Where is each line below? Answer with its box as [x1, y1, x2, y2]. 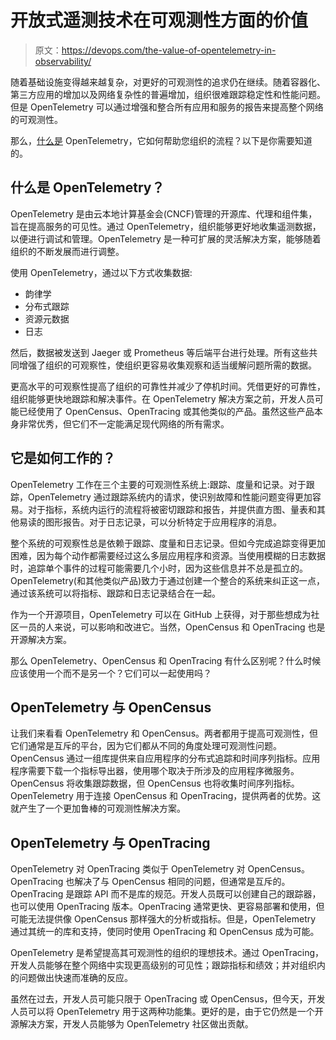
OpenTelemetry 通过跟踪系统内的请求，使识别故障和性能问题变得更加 [27, 491, 313, 503]
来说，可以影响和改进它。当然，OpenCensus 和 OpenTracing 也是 [53, 621, 326, 633]
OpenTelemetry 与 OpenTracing [10, 834, 211, 851]
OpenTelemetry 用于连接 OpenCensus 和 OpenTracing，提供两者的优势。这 [10, 790, 322, 802]
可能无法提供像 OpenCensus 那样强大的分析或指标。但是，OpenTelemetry [10, 913, 317, 925]
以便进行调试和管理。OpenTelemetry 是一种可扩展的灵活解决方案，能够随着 [10, 232, 322, 245]
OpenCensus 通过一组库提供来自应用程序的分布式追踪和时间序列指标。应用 [10, 752, 321, 765]
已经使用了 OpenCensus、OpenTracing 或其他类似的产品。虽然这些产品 [18, 405, 315, 417]
